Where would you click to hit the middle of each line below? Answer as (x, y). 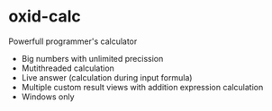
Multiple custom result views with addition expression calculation (142, 87)
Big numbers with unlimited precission (92, 58)
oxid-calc (45, 17)
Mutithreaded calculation (68, 68)
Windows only (48, 97)
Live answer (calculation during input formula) (107, 77)
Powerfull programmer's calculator (73, 41)
